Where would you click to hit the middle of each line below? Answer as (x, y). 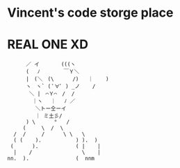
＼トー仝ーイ (51, 109)
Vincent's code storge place (90, 13)
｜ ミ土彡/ (49, 116)
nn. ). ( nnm (51, 159)
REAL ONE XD (48, 45)
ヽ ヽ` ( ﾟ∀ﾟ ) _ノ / (60, 87)
